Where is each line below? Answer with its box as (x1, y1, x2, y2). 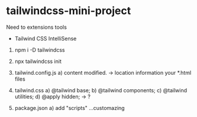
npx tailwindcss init (14, 58, 62, 65)
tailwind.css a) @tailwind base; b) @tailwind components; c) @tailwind (14, 86, 188, 93)
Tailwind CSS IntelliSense (14, 35, 77, 42)
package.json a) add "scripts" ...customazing (14, 104, 125, 111)
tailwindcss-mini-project (6, 4, 131, 18)
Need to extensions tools (6, 24, 67, 31)
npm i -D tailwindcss (14, 46, 65, 54)
